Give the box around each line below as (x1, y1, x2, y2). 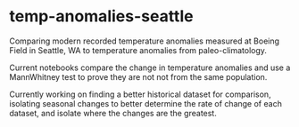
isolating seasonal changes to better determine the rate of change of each (9, 98, 283, 108)
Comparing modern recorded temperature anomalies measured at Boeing (9, 36, 279, 46)
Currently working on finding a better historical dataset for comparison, (9, 89, 271, 99)
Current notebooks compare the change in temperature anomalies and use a (9, 62, 291, 73)
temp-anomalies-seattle (9, 6, 194, 27)
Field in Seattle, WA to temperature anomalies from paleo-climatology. (9, 44, 268, 55)
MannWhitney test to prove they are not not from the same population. (9, 71, 268, 82)
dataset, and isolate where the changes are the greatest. (9, 107, 217, 118)
